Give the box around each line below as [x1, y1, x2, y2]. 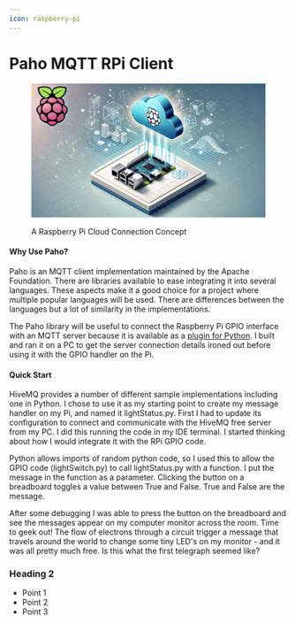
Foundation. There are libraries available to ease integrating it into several [9, 275, 276, 286]
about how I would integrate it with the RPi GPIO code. [9, 436, 207, 447]
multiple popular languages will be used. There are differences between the [9, 294, 284, 304]
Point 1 [21, 588, 47, 598]
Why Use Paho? [9, 246, 69, 257]
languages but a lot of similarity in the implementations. [9, 304, 211, 314]
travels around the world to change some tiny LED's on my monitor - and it [9, 536, 280, 547]
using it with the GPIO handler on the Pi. [9, 349, 155, 359]
